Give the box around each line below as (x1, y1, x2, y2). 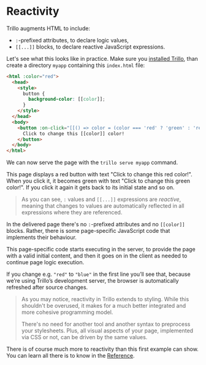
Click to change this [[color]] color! (22, 130, 124, 136)
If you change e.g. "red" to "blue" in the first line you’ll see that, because (6, 270, 191, 278)
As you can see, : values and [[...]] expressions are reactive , (21, 195, 181, 203)
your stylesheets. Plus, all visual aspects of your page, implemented (21, 327, 194, 334)
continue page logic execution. (6, 259, 85, 266)
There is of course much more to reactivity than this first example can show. (6, 345, 199, 353)
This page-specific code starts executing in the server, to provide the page (6, 246, 196, 253)
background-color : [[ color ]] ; (28, 96, 105, 103)
